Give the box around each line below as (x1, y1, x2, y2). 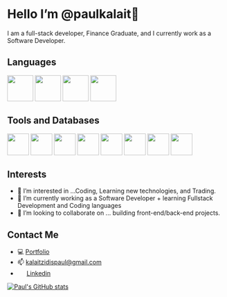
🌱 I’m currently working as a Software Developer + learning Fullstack (17, 194, 213, 202)
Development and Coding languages (17, 202, 122, 210)
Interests (7, 169, 47, 180)
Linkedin (26, 269, 51, 278)
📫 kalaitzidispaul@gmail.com (17, 258, 102, 267)
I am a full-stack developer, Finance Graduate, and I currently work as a (7, 29, 212, 37)
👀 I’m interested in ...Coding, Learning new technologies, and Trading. (17, 186, 217, 195)
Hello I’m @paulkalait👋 (7, 6, 140, 22)
